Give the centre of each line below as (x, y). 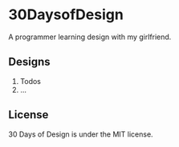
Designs (29, 62)
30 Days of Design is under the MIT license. (81, 134)
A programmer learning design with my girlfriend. (90, 37)
